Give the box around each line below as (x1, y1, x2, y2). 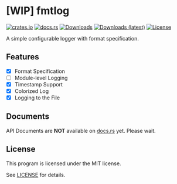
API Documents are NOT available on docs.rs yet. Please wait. (6, 127, 156, 134)
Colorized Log (14, 87, 49, 95)
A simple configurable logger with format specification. (6, 35, 139, 42)
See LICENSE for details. (6, 171, 66, 178)
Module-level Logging (14, 74, 68, 81)
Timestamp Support (14, 81, 63, 88)
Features (6, 52, 39, 62)
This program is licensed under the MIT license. (6, 160, 121, 167)
